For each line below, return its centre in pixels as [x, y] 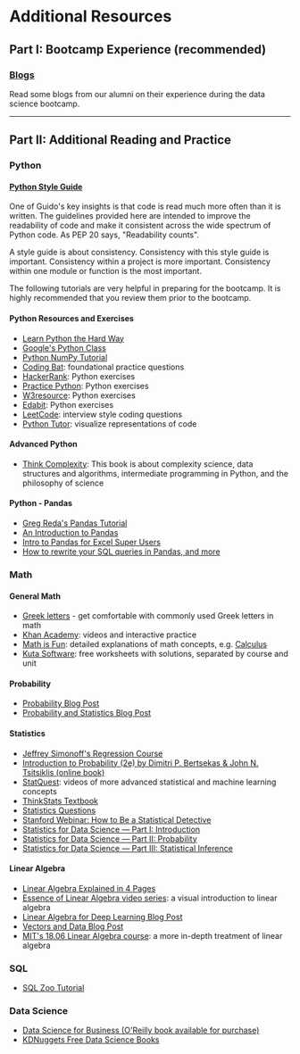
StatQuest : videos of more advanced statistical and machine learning [149, 782]
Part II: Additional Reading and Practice [121, 140]
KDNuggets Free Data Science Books [91, 1040]
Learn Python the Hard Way [73, 338]
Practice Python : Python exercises [85, 386]
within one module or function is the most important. [106, 271]
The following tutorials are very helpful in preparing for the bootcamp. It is [145, 288]
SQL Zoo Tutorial [53, 988]
